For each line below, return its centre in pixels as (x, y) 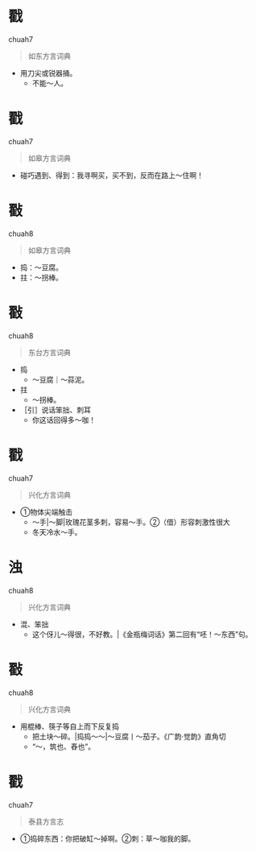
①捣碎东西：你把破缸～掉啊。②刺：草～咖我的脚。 (107, 838)
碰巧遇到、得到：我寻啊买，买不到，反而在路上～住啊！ (111, 175)
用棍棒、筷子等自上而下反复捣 (69, 726)
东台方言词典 (49, 352)
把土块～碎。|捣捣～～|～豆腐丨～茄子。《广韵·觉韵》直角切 (129, 736)
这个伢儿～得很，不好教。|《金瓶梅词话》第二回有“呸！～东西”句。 (142, 634)
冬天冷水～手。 (57, 531)
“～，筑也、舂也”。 (63, 747)
